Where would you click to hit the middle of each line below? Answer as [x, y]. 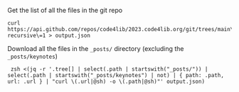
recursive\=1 [27, 35]
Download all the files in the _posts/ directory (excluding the [96, 48]
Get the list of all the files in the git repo [65, 10]
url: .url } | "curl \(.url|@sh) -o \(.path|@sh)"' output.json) [106, 81]
